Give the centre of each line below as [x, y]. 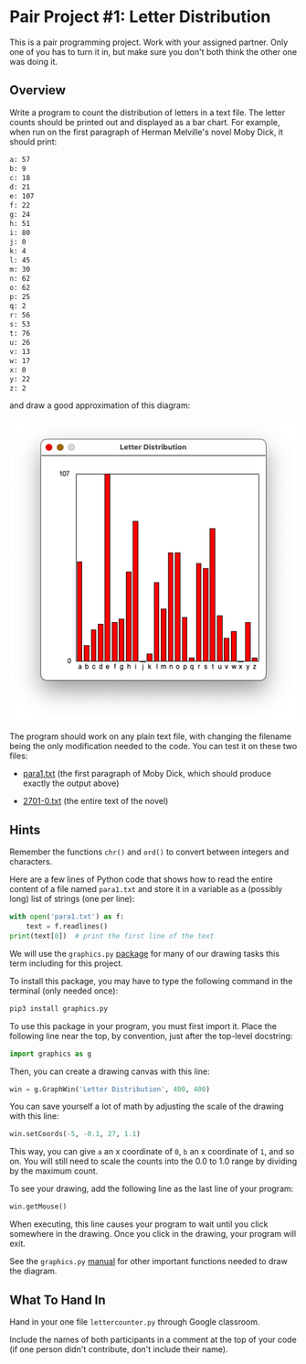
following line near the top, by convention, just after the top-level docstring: [151, 1036]
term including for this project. [66, 963]
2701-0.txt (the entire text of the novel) [95, 801]
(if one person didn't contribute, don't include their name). [119, 1349]
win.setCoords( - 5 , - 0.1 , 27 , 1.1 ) [75, 1134]
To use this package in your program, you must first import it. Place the [143, 1026]
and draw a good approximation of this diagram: [100, 405]
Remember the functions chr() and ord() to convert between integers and [149, 852]
